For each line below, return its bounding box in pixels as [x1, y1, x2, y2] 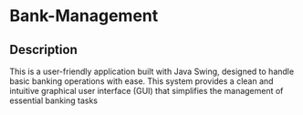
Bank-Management [9, 5, 159, 26]
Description [9, 42, 78, 57]
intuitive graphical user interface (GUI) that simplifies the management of [9, 86, 284, 96]
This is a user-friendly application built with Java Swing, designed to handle [9, 66, 295, 77]
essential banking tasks [9, 95, 99, 106]
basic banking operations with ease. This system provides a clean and [9, 76, 274, 87]
